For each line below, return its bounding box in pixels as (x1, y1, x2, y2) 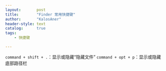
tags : (5, 30, 16, 35)
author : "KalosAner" (5, 16, 61, 21)
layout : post (5, 7, 46, 12)
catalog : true (5, 26, 46, 31)
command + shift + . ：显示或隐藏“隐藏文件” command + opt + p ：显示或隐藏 (5, 53, 161, 60)
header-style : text (5, 21, 46, 26)
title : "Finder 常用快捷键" (5, 12, 76, 17)
